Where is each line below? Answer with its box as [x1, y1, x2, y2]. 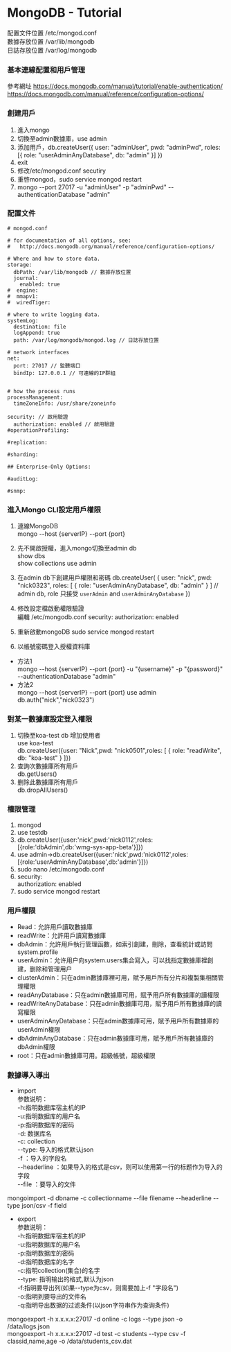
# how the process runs [7, 388, 76, 395]
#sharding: [7, 451, 39, 458]
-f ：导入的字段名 [17, 1154, 67, 1163]
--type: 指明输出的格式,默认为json [17, 1275, 114, 1283]
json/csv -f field [21, 1202, 67, 1210]
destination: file [13, 323, 67, 330]
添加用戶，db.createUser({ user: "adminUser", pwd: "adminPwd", [17, 143, 203, 151]
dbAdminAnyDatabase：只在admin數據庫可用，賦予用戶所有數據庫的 [17, 1034, 214, 1043]
